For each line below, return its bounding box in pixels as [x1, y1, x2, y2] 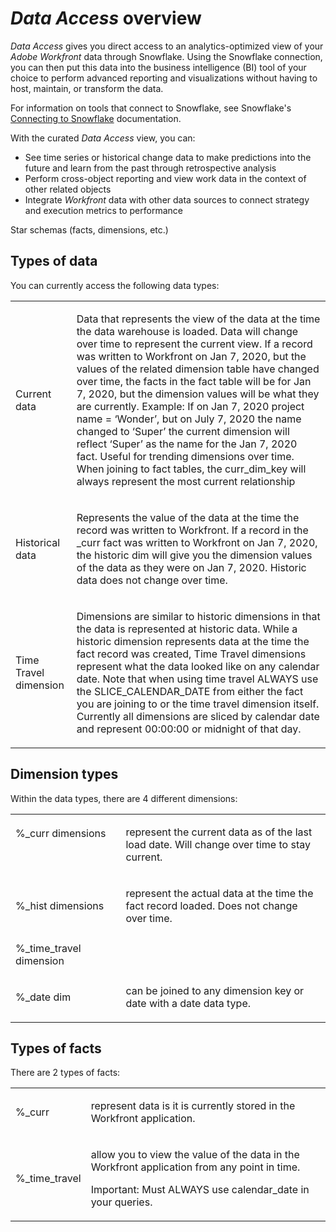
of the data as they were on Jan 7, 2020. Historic [76, 560, 307, 574]
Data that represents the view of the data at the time [76, 312, 321, 326]
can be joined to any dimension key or [125, 983, 305, 997]
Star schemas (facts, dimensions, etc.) [10, 223, 169, 236]
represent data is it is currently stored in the [90, 1099, 296, 1113]
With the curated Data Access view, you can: [10, 132, 196, 144]
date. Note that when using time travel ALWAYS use [76, 672, 319, 686]
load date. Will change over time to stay [125, 837, 311, 851]
